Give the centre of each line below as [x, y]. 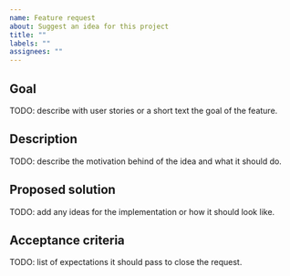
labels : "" [30, 43]
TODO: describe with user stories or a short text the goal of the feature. [144, 110]
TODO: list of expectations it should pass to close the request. [126, 262]
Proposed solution [62, 190]
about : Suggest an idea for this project [89, 26]
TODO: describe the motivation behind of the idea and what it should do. [146, 161]
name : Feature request [52, 18]
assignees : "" [36, 52]
